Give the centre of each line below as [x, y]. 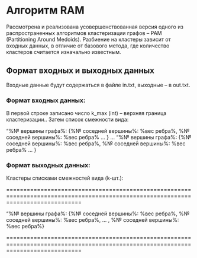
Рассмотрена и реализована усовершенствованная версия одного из [95, 27]
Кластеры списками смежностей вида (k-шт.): [65, 178]
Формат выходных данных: [48, 165]
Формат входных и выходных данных [80, 71]
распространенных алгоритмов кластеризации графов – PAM [84, 33]
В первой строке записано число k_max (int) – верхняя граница [86, 113]
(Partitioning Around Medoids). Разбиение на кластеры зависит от [89, 39]
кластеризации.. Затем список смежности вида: [67, 120]
